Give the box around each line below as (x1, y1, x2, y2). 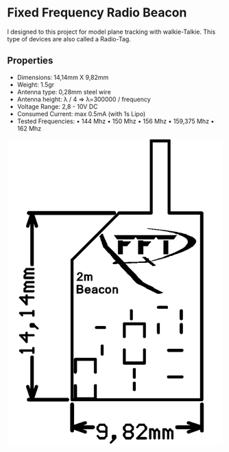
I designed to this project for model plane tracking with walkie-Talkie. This (7, 28, 216, 36)
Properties (7, 55, 53, 67)
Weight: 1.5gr (16, 80, 55, 89)
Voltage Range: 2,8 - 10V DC (16, 102, 98, 111)
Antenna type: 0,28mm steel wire (16, 87, 111, 96)
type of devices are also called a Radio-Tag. (7, 34, 132, 43)
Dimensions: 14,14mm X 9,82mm (16, 73, 109, 81)
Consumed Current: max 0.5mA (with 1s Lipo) (16, 109, 146, 118)
